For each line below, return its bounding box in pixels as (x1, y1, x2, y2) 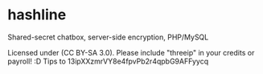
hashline (7, 6, 67, 24)
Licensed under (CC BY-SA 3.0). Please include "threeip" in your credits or (7, 47, 255, 57)
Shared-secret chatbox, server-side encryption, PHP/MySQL (7, 32, 209, 42)
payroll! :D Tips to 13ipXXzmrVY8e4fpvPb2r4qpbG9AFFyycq (7, 56, 209, 66)
